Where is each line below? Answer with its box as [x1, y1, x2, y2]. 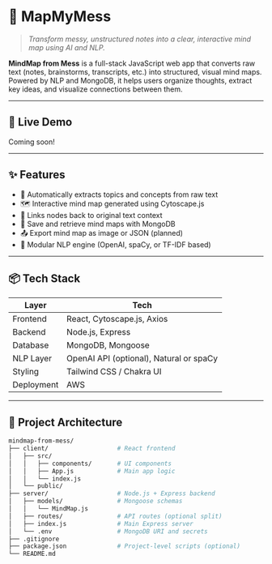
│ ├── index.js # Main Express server [8, 519, 194, 528]
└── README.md [8, 550, 57, 558]
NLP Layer [12, 352, 53, 364]
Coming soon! [8, 137, 55, 147]
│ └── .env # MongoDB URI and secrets [8, 527, 208, 536]
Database [12, 340, 49, 351]
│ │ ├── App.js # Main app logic [8, 467, 176, 475]
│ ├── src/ [8, 451, 53, 460]
